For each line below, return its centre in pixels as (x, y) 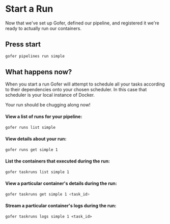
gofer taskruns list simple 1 (37, 172)
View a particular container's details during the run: (61, 183)
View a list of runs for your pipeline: (44, 117)
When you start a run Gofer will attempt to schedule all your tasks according (85, 84)
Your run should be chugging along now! (48, 105)
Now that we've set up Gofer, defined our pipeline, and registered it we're (82, 23)
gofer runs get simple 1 (32, 150)
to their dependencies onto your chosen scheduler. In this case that (76, 90)
